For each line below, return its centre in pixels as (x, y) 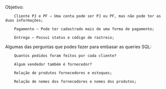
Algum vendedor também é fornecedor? (53, 64)
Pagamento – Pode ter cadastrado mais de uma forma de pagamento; (84, 29)
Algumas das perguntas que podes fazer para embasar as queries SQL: (78, 47)
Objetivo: (14, 7)
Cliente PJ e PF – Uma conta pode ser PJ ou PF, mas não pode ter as (88, 16)
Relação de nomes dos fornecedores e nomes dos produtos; (75, 82)
